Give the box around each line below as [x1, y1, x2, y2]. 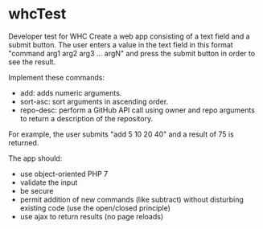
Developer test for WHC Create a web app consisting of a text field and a [8, 31, 251, 41]
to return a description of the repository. [19, 113, 154, 123]
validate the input [19, 178, 78, 187]
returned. [8, 137, 39, 147]
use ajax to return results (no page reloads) [19, 211, 164, 221]
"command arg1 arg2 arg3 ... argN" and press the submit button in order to [8, 48, 256, 58]
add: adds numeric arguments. [19, 88, 122, 97]
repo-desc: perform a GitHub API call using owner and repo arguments [19, 105, 256, 115]
